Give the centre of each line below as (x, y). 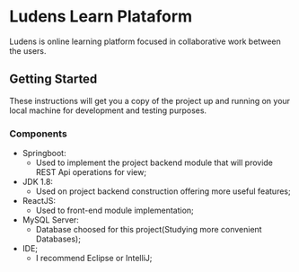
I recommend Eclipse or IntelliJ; (94, 259)
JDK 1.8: (38, 182)
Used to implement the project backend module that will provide (154, 162)
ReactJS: (39, 201)
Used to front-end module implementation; (115, 211)
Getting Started (53, 79)
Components (38, 134)
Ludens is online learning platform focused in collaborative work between (145, 41)
